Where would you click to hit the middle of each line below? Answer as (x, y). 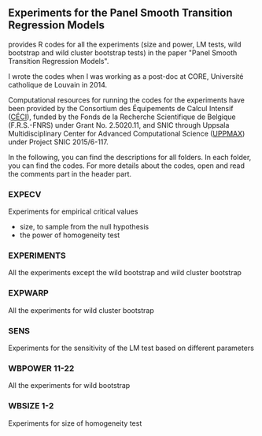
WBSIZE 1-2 (31, 406)
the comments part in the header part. (70, 173)
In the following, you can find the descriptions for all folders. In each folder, (130, 157)
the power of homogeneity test (70, 235)
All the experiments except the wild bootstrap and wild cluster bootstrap (125, 273)
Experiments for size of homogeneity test (75, 423)
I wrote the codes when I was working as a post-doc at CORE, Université (126, 76)
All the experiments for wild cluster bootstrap (81, 310)
